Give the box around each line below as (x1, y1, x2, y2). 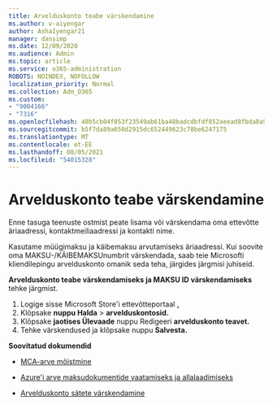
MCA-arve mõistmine (19, 357, 92, 367)
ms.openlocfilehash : (8, 118, 79, 126)
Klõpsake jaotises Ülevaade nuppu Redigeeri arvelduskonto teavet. (19, 316, 250, 326)
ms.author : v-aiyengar (8, 20, 85, 28)
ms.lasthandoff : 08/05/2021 (8, 148, 104, 156)
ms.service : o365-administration (8, 65, 122, 73)
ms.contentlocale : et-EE (8, 140, 93, 149)
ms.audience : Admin (8, 50, 75, 58)
